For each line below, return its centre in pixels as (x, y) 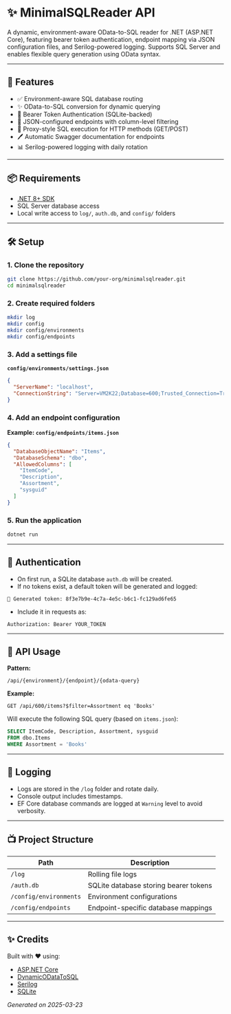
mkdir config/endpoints (41, 336)
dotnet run (23, 535)
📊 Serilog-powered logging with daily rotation (82, 147)
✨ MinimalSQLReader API (81, 13)
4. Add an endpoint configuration (64, 418)
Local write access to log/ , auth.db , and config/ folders (96, 213)
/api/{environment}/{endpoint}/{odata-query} (73, 681)
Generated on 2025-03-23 (45, 1004)
